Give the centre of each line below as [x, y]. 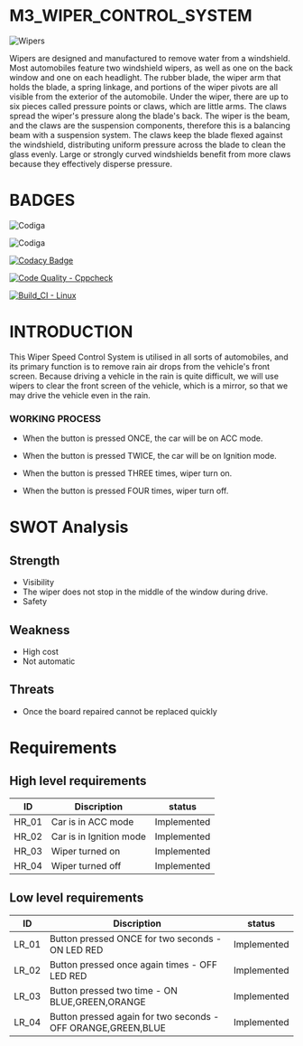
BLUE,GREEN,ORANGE [97, 1002]
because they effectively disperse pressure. [91, 163]
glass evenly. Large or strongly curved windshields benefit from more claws [150, 154]
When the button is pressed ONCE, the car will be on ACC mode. [142, 438]
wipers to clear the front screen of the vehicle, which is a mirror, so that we [149, 386]
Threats [32, 690]
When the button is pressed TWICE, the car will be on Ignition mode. [149, 456]
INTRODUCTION [71, 332]
